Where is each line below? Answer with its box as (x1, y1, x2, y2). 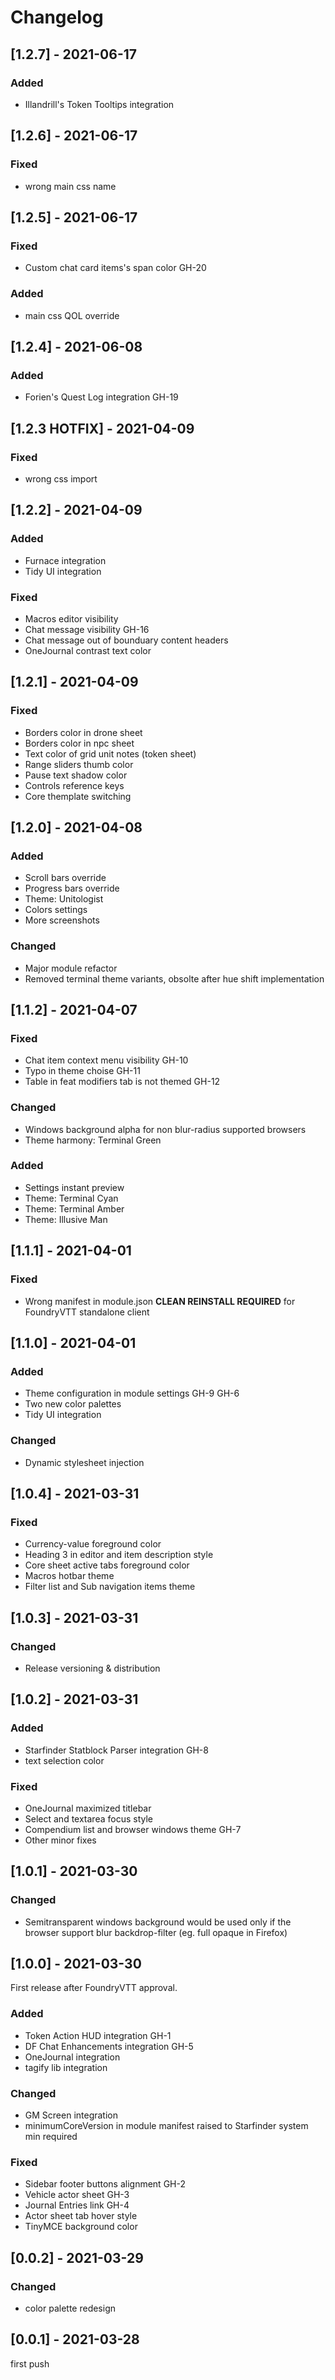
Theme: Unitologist (24, 893, 104, 905)
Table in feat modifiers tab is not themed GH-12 (24, 1076, 221, 1088)
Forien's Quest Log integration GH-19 (24, 391, 179, 403)
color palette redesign (24, 2302, 117, 2314)
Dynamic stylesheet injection (24, 1456, 145, 1468)
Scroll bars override (24, 872, 107, 884)
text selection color (24, 1754, 105, 1766)
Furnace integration (24, 554, 107, 566)
